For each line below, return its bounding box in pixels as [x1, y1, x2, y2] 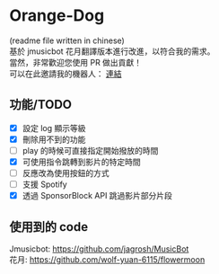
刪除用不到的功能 [22, 134, 86, 145]
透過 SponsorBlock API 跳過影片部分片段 [22, 190, 173, 201]
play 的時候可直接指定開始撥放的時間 [22, 145, 159, 155]
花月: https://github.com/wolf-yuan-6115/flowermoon [9, 254, 206, 265]
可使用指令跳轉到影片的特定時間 [22, 156, 141, 167]
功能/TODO [9, 97, 73, 112]
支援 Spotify [22, 179, 67, 190]
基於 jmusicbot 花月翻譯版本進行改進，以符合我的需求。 [9, 46, 215, 57]
